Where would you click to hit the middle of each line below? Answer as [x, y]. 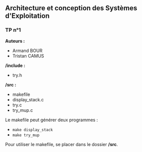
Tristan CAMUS [28, 56]
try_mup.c [23, 110]
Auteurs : [15, 41]
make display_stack [33, 130]
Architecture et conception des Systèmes [71, 8]
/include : [15, 65]
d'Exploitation [27, 16]
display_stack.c [28, 99]
